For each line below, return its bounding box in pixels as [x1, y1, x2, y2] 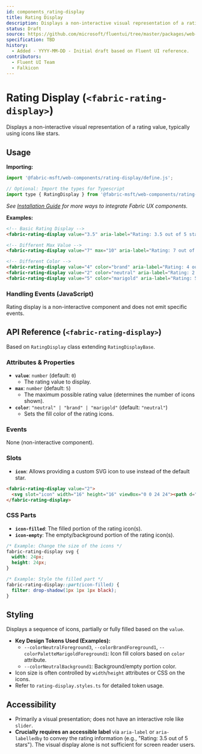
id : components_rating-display [6, 8, 85, 15]
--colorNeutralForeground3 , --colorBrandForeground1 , [23, 644, 158, 651]
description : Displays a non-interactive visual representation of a [6, 20, 185, 26]
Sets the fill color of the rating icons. [23, 410, 114, 417]
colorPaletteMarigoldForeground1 [23, 651, 108, 657]
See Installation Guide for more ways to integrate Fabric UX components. [6, 202, 188, 210]
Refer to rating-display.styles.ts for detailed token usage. [14, 682, 164, 690]
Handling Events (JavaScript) [6, 290, 94, 298]
